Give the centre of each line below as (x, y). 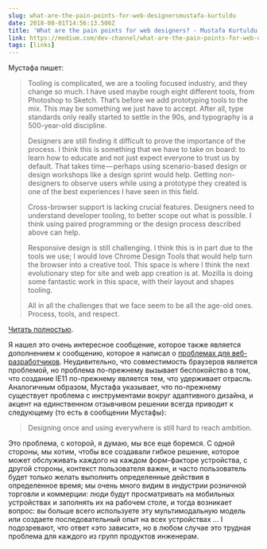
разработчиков (34, 362)
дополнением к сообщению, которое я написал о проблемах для (119, 353)
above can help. (54, 232)
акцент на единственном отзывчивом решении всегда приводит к (121, 404)
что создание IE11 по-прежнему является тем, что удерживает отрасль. (130, 379)
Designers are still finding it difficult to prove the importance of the (137, 141)
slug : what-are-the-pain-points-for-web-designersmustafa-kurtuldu (122, 16)
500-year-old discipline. (67, 126)
